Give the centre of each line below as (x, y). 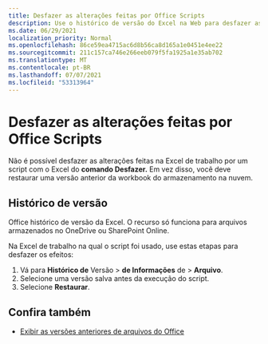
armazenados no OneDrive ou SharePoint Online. (89, 231)
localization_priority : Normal (60, 38)
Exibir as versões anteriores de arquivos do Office (102, 331)
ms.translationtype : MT (48, 61)
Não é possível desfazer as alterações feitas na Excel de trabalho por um (128, 161)
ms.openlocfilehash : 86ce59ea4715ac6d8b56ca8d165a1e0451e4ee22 (116, 45)
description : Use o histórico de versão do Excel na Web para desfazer (130, 23)
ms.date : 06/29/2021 (43, 30)
